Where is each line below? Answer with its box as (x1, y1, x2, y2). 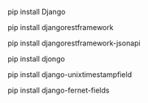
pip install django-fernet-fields (7, 85, 110, 95)
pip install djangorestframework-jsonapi (7, 38, 141, 48)
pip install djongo (7, 54, 66, 63)
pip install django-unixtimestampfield (7, 70, 132, 79)
